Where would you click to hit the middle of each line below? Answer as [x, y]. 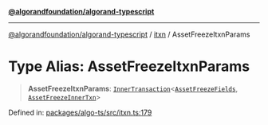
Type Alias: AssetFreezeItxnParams [129, 66]
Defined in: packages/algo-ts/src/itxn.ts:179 [80, 112]
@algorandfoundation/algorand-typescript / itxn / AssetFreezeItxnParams [129, 34]
